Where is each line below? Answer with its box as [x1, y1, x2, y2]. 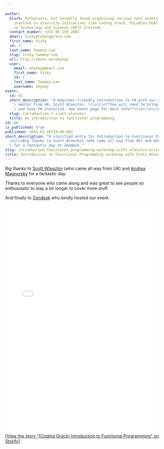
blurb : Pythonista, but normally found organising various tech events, [9, 16, 161, 21]
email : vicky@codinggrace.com [9, 34, 71, 39]
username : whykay [14, 84, 49, 89]
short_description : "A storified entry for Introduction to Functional [5, 134, 154, 139]
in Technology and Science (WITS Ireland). [14, 25, 104, 30]
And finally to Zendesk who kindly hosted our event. [5, 195, 110, 201]
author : [5, 11, 21, 16]
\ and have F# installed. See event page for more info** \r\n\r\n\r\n [14, 107, 161, 112]
